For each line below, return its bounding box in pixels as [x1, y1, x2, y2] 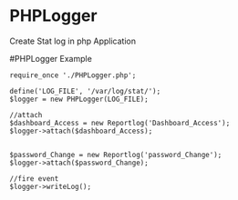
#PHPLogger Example [9, 53, 93, 64]
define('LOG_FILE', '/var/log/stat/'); [9, 86, 161, 95]
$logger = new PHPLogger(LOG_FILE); [9, 95, 149, 104]
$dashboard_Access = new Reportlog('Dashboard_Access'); [9, 118, 231, 127]
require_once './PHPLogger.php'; [9, 70, 137, 80]
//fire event [9, 174, 59, 183]
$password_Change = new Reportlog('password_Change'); [9, 150, 222, 159]
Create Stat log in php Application [9, 35, 137, 46]
